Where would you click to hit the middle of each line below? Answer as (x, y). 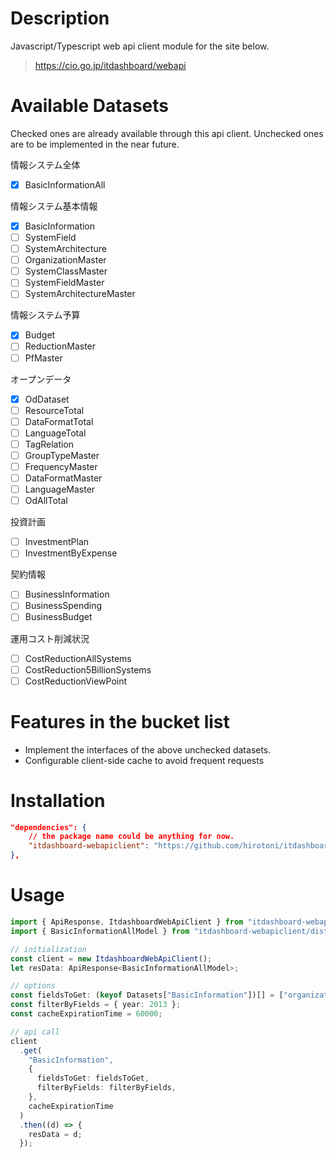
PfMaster (43, 358)
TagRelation (49, 444)
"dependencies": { (48, 827)
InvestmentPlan (57, 542)
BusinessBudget (58, 617)
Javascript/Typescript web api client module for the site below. (140, 46)
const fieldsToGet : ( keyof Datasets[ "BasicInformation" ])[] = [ (147, 995)
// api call (35, 1032)
